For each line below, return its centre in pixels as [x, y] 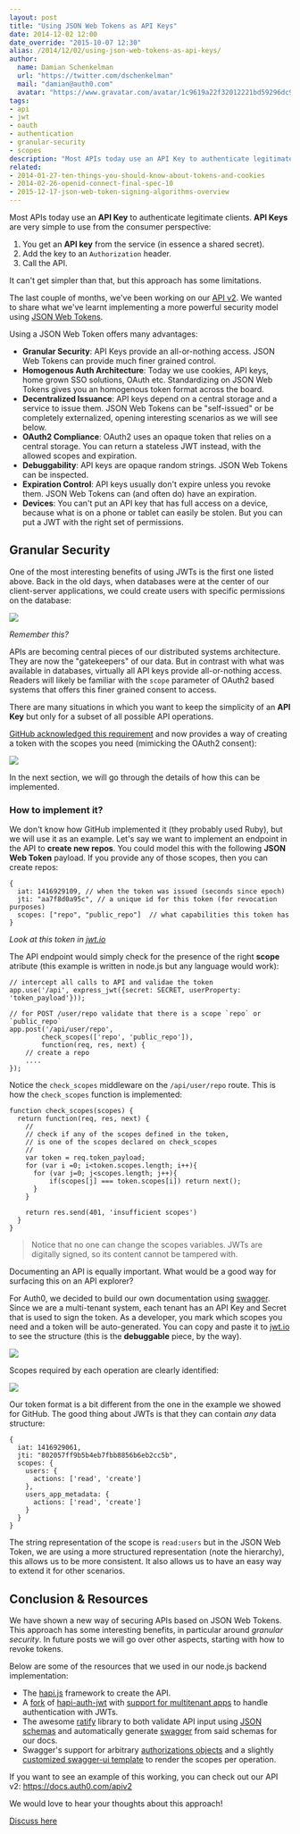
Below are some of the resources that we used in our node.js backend [138, 1666]
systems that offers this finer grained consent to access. [113, 690]
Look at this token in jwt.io [58, 940]
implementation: [39, 1675]
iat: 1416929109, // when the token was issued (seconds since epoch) [151, 892]
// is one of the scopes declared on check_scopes [121, 1143]
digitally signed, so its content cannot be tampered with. [134, 1254]
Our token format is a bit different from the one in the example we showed [145, 1404]
